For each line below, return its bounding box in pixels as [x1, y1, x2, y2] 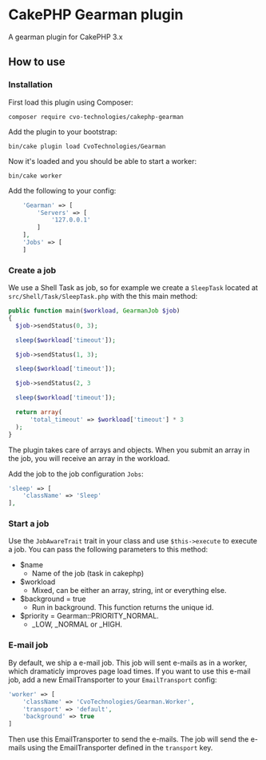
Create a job [8, 265, 57, 276]
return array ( [15, 408, 62, 416]
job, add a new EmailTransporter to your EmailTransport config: [8, 674, 217, 684]
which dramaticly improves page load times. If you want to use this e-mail [8, 666, 251, 676]
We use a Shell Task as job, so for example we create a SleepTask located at [8, 283, 258, 292]
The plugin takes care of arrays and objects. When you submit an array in [8, 445, 250, 455]
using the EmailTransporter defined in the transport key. [27, 743, 213, 753]
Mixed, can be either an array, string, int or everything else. [31, 586, 227, 595]
